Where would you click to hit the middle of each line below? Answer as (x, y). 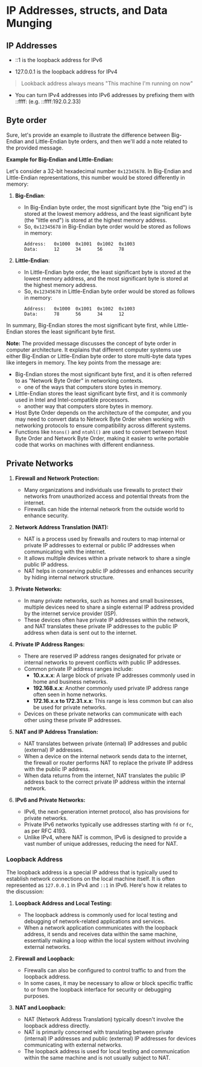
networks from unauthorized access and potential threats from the (106, 496)
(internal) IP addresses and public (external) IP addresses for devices (110, 1038)
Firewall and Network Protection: (57, 478)
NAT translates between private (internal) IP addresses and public (106, 743)
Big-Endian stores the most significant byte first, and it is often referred (103, 374)
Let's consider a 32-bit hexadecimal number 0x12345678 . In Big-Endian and (99, 171)
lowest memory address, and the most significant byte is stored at (106, 279)
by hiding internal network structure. (69, 577)
